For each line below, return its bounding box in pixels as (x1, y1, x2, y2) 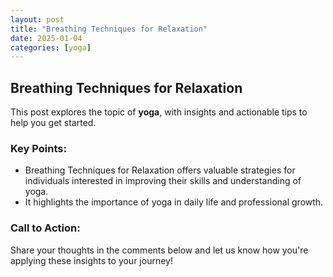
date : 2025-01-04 (10, 33, 83, 43)
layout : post (10, 14, 65, 25)
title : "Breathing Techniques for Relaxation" (10, 24, 208, 34)
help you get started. (10, 117, 97, 129)
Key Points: (10, 141, 67, 155)
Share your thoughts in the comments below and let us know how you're (10, 244, 309, 256)
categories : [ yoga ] (10, 42, 92, 53)
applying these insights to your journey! (10, 254, 173, 266)
